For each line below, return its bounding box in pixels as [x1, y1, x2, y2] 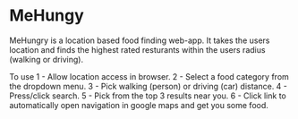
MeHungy [9, 5, 85, 26]
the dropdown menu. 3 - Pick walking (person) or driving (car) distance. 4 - [9, 81, 288, 91]
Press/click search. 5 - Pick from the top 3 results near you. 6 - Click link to [9, 90, 286, 101]
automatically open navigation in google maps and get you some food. [9, 99, 268, 110]
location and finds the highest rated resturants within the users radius [9, 44, 266, 55]
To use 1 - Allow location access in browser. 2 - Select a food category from [9, 71, 289, 81]
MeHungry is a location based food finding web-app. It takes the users [9, 35, 270, 46]
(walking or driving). [9, 54, 83, 64]
